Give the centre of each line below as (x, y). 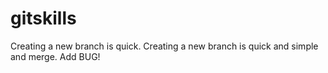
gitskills (43, 18)
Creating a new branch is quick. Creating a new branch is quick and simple (164, 46)
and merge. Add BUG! (55, 56)
